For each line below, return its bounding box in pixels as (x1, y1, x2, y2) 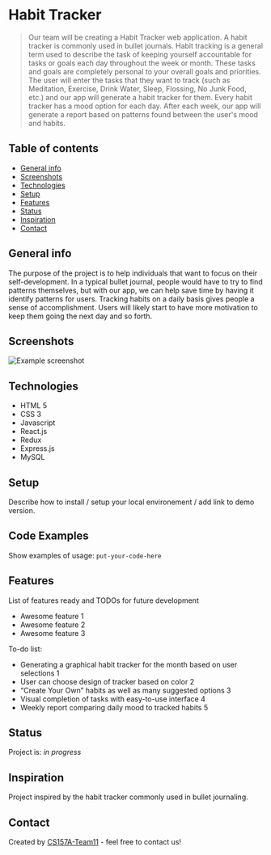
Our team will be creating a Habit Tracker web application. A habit (28, 32, 248, 42)
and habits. (28, 118, 66, 128)
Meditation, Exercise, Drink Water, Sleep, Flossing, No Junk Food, (28, 83, 247, 94)
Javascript (19, 418, 56, 428)
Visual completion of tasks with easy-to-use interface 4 (19, 693, 206, 704)
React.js (19, 427, 48, 436)
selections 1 (19, 668, 60, 678)
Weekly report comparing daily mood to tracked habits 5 (19, 702, 209, 712)
